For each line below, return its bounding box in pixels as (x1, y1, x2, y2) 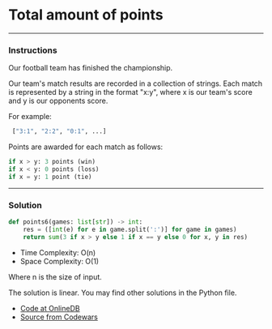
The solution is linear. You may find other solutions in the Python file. (8, 288, 237, 297)
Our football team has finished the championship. (8, 63, 173, 73)
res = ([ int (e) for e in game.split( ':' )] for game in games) (23, 225, 237, 233)
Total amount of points (8, 6, 164, 24)
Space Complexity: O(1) (19, 256, 100, 266)
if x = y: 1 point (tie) (8, 173, 92, 181)
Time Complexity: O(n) (19, 247, 96, 257)
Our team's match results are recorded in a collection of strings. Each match (8, 79, 263, 88)
